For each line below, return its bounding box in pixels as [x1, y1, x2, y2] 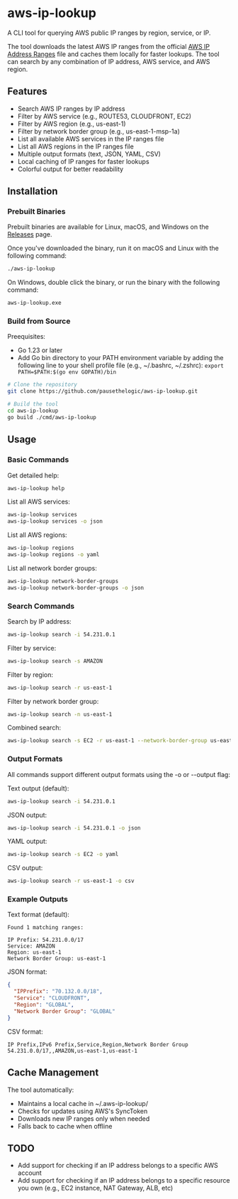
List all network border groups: [7, 563, 97, 573]
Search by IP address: [7, 617, 72, 626]
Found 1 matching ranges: [7, 924, 84, 931]
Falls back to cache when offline [17, 1122, 113, 1130]
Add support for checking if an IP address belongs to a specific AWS [17, 1161, 218, 1170]
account [17, 1168, 42, 1177]
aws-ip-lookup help [7, 484, 65, 492]
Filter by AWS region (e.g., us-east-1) [17, 119, 126, 128]
